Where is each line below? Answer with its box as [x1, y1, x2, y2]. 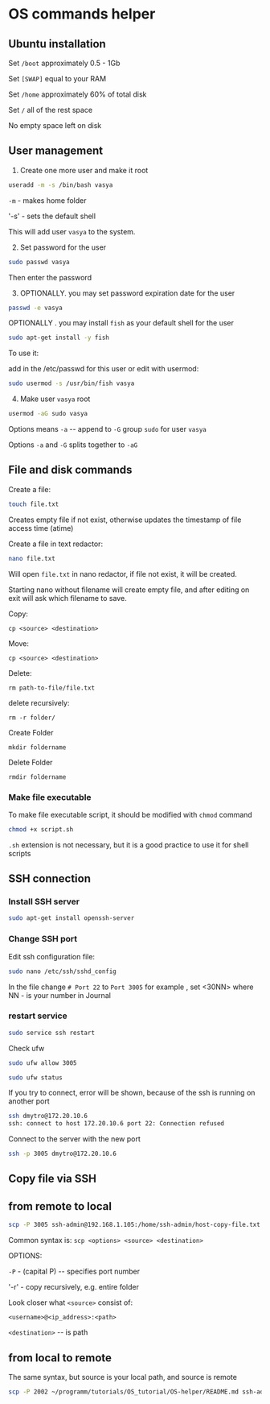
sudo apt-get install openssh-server [8, 914, 135, 922]
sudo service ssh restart [8, 1029, 95, 1037]
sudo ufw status [8, 1073, 63, 1082]
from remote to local [8, 1199, 112, 1213]
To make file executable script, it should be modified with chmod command [8, 810, 253, 819]
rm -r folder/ [8, 714, 56, 722]
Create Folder [8, 727, 54, 737]
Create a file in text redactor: [8, 539, 103, 549]
